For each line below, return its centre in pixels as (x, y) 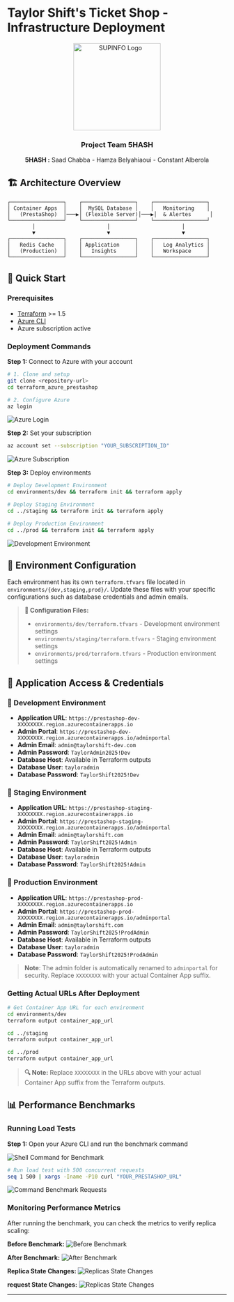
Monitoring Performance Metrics (64, 1208)
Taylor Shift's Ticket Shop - (88, 13)
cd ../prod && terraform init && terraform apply (81, 530)
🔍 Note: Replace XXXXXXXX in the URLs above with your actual (112, 1073)
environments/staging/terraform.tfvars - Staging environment (125, 638)
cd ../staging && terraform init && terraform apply (85, 511)
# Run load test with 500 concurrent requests (76, 1170)
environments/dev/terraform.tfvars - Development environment (127, 624)
